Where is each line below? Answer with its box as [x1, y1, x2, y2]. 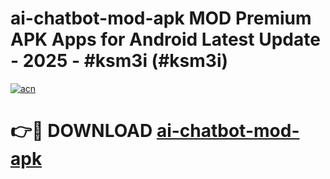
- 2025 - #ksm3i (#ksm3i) [10, 50, 229, 72]
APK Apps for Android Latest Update [10, 28, 321, 51]
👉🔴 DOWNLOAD [10, 120, 153, 142]
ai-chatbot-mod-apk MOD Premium [10, 7, 312, 30]
